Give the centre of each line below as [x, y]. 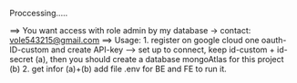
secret [21, 59]
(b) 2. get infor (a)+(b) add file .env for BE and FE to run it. [118, 69]
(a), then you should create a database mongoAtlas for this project [159, 59]
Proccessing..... [39, 13]
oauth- [274, 40]
